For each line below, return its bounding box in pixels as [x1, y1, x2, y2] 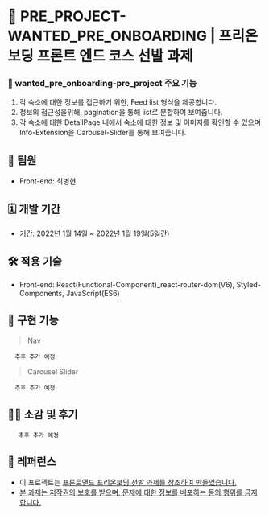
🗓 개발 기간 [7, 202, 61, 216]
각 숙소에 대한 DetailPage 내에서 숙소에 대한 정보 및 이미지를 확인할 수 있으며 [19, 117, 261, 127]
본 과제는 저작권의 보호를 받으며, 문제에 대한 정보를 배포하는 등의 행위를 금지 [19, 488, 259, 497]
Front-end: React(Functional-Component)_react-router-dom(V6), [19, 279, 235, 289]
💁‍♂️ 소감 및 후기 [7, 408, 78, 422]
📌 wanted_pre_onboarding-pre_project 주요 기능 [7, 78, 197, 89]
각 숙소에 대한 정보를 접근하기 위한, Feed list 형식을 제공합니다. [19, 97, 217, 107]
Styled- [236, 279, 261, 289]
